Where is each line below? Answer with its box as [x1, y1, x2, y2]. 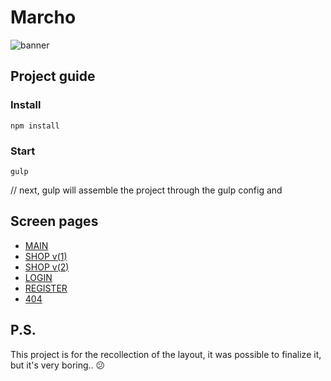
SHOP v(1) [24, 250, 68, 262]
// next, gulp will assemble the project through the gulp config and [10, 184, 283, 196]
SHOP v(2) [24, 261, 70, 273]
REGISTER [24, 282, 68, 294]
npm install [10, 121, 60, 131]
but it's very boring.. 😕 [10, 359, 106, 371]
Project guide [10, 68, 96, 85]
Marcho [10, 6, 77, 29]
